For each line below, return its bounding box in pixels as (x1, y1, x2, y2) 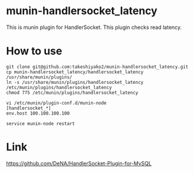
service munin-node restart (6, 120, 75, 126)
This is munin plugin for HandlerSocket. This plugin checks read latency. (6, 24, 182, 31)
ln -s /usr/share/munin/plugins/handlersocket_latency (6, 79, 144, 85)
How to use (6, 44, 63, 58)
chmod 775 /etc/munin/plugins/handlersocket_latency (6, 90, 139, 96)
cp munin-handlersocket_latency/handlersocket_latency (6, 69, 144, 75)
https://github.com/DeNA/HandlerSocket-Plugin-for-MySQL (6, 159, 152, 167)
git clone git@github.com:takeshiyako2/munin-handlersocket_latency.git (6, 64, 189, 70)
